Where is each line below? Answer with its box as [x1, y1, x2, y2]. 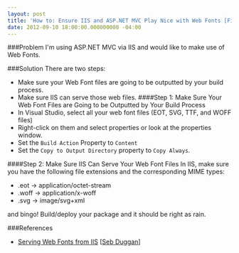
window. [17, 131, 43, 139]
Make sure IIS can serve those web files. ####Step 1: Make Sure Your [17, 93, 223, 102]
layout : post [7, 10, 46, 18]
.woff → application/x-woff [17, 189, 97, 198]
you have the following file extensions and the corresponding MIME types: [7, 168, 225, 176]
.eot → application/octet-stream [17, 181, 112, 190]
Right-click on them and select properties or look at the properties [17, 124, 212, 132]
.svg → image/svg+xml [17, 196, 85, 205]
